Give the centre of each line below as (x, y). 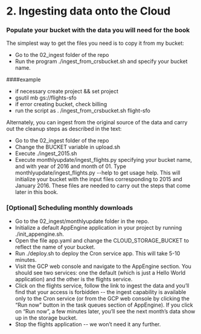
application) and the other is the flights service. (74, 279)
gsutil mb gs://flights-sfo (46, 98)
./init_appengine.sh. (40, 234)
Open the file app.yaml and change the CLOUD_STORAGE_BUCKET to (102, 240)
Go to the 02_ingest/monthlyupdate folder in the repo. (82, 221)
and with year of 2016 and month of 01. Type (71, 166)
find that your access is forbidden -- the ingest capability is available (101, 292)
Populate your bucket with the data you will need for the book (98, 30)
